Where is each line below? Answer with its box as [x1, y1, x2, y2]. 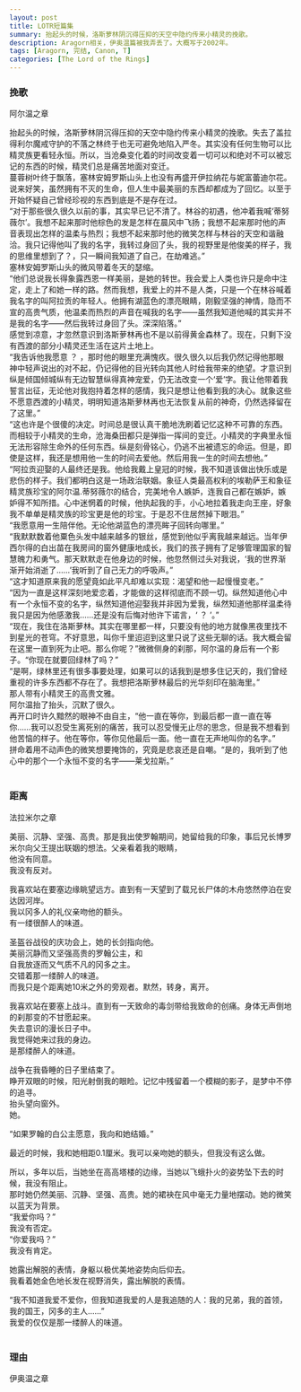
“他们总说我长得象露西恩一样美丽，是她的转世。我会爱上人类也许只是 [9, 273, 264, 284]
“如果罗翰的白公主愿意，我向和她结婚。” [9, 1128, 154, 1139]
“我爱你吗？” [9, 1211, 56, 1221]
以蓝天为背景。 [9, 1200, 64, 1211]
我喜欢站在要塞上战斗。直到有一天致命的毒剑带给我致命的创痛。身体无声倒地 [9, 1000, 292, 1011]
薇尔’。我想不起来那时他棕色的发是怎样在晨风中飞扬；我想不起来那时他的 [9, 217, 279, 228]
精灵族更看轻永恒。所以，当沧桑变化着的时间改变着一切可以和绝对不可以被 [9, 150, 284, 161]
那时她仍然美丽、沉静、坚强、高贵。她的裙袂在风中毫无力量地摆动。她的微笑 [9, 1188, 292, 1199]
